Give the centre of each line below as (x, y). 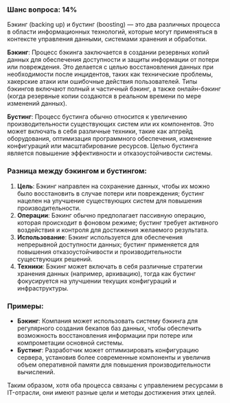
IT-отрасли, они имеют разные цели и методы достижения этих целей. (112, 392)
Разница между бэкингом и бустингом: (77, 171)
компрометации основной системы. (70, 343)
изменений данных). (37, 104)
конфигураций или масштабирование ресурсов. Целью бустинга (103, 146)
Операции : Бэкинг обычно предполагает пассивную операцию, (111, 215)
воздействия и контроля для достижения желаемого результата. (113, 230)
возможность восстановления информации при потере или (105, 335)
